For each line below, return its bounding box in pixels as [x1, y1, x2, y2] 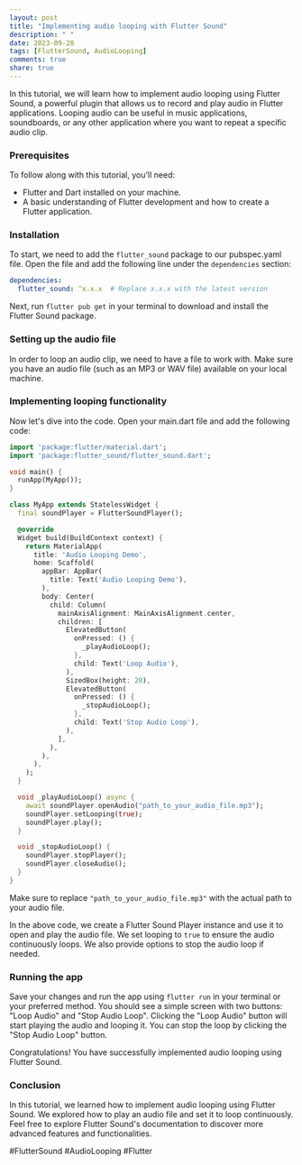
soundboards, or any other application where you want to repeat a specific [9, 116, 287, 127]
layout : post [9, 13, 59, 23]
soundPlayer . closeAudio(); [25, 859, 127, 868]
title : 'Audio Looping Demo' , [32, 550, 147, 559]
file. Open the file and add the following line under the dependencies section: [9, 259, 291, 270]
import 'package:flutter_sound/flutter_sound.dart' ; [9, 451, 212, 460]
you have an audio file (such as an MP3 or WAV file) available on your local [9, 362, 288, 374]
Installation [9, 229, 60, 242]
